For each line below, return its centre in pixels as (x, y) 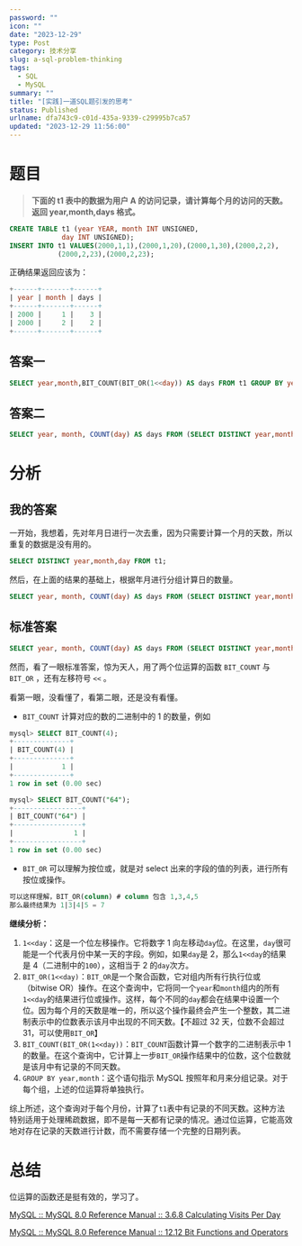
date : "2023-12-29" (46, 34)
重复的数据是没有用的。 (53, 544)
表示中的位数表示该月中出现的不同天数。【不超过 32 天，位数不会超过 (157, 1021)
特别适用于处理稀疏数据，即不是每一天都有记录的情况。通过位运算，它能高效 (151, 1119)
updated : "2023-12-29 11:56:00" (70, 127)
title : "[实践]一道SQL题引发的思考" (71, 101)
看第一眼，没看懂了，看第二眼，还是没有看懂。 (96, 697)
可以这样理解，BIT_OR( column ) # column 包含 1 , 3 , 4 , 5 (104, 896)
